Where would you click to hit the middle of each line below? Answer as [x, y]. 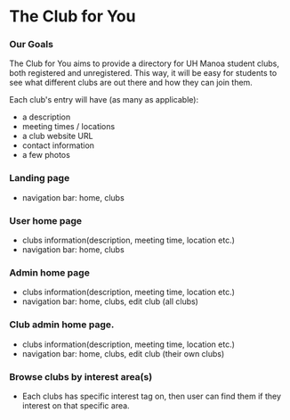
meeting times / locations [68, 127]
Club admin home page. [62, 325]
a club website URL [57, 136]
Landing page [40, 178]
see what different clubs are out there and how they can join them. [131, 83]
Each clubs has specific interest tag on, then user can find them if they [152, 396]
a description [46, 117]
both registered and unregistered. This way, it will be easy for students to [143, 73]
